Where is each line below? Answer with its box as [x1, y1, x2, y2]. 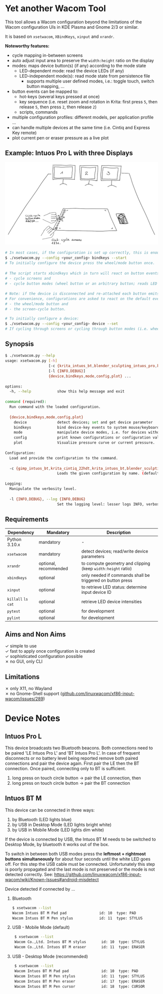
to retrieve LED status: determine [81, 584, 147, 590]
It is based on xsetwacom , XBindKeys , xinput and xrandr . [5, 34, 114, 39]
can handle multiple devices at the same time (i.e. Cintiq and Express [12, 124, 150, 130]
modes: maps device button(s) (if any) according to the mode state [12, 63, 147, 68]
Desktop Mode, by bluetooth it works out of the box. [5, 841, 109, 847]
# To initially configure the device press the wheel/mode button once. [5, 261, 155, 266]
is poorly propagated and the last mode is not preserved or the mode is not [5, 866, 155, 872]
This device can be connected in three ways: [5, 807, 95, 813]
